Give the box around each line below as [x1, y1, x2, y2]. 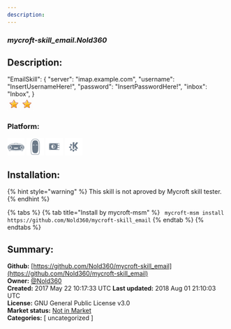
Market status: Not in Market [7, 307, 92, 315]
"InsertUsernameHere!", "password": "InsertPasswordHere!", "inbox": [7, 82, 208, 91]
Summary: [7, 243, 54, 255]
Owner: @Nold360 [7, 277, 62, 285]
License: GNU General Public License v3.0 [7, 299, 131, 307]
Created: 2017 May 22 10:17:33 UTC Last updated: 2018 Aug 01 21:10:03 [7, 284, 216, 293]
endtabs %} [7, 223, 42, 231]
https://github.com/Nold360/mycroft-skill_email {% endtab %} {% [7, 216, 204, 224]
